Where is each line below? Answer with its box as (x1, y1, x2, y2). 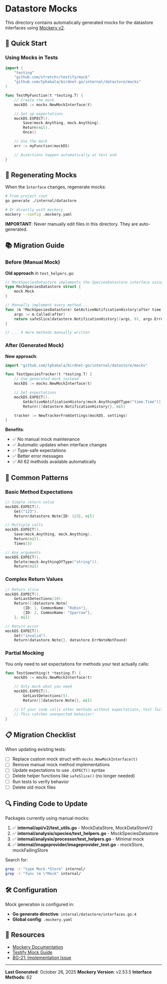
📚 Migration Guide (5, 241, 65, 250)
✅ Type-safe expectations (12, 447, 66, 453)
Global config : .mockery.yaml (12, 916, 73, 922)
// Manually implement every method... (5, 302, 88, 307)
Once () (23, 130, 37, 135)
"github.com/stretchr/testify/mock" (14, 75, 90, 80)
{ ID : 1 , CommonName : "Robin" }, (23, 606, 88, 611)
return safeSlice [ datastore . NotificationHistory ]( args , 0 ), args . (14, 316, 155, 321)
